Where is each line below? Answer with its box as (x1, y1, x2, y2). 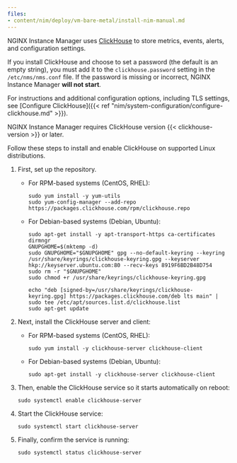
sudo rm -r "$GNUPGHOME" (28, 268, 102, 275)
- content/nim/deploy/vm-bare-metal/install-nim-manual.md (7, 17, 185, 24)
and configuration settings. (7, 44, 86, 52)
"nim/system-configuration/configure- (111, 101, 224, 110)
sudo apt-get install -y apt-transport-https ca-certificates (28, 230, 216, 238)
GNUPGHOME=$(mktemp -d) (28, 243, 99, 250)
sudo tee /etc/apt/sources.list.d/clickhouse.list (28, 298, 181, 306)
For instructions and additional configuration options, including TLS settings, (7, 93, 230, 102)
